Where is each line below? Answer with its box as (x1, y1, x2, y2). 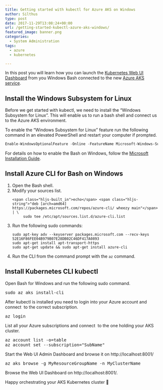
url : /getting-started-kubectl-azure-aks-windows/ (5, 25, 110, 30)
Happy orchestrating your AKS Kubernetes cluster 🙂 (5, 379, 109, 385)
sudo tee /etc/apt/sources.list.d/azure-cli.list (23, 214, 126, 219)
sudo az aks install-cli (5, 290, 64, 295)
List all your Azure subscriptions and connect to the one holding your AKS (5, 322, 154, 328)
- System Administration (9, 39, 60, 44)
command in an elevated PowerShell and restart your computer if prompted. (5, 132, 157, 138)
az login (5, 313, 26, 319)
